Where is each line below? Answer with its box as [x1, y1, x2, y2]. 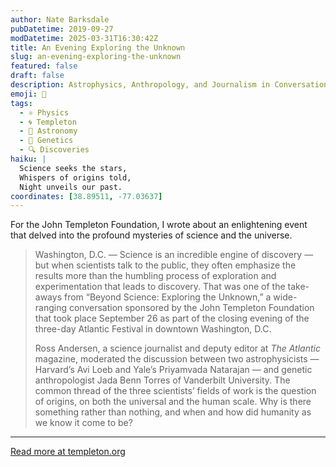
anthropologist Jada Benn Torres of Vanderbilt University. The [34, 374, 291, 386]
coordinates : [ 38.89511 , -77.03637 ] [10, 191, 163, 201]
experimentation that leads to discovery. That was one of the [34, 281, 286, 293]
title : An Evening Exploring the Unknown [10, 42, 186, 53]
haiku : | [10, 154, 47, 164]
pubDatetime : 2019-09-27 [10, 24, 114, 34]
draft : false [10, 71, 65, 81]
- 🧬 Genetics [19, 136, 74, 146]
